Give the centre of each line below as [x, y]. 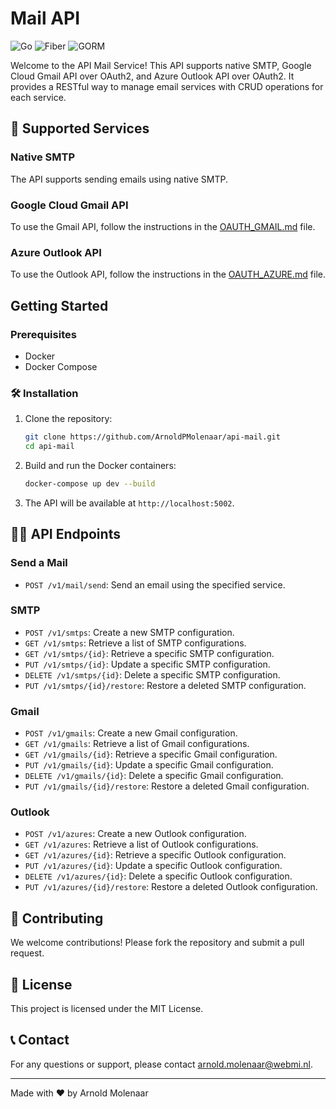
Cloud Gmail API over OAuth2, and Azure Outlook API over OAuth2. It [152, 76]
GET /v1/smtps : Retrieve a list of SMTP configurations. [135, 643]
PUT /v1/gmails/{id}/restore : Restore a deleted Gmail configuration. [167, 786]
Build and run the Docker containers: [100, 465]
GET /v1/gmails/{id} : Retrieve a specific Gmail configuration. [151, 754]
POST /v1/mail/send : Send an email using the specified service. [155, 584]
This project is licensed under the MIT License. [107, 1009]
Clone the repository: [68, 419]
